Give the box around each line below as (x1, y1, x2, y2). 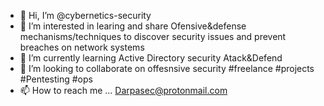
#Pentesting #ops (19, 73, 93, 85)
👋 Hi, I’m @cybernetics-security (19, 10, 152, 21)
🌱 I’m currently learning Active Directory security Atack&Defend (19, 52, 283, 64)
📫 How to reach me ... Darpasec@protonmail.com (19, 85, 228, 96)
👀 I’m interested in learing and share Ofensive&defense (19, 20, 247, 32)
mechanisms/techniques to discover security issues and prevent (19, 31, 287, 42)
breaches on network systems (19, 41, 145, 53)
